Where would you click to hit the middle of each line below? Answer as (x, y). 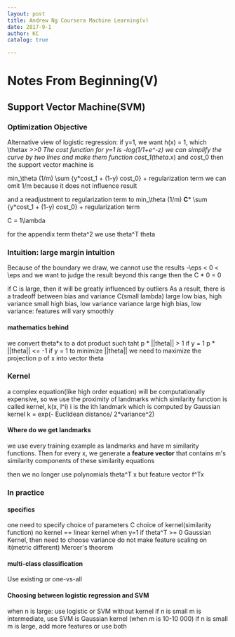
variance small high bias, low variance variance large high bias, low (105, 304)
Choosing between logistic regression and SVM (78, 595)
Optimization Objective (47, 127)
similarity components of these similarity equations (81, 461)
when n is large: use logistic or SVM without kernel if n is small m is (105, 611)
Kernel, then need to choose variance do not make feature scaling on (107, 540)
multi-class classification (45, 563)
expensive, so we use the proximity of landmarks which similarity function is (117, 399)
